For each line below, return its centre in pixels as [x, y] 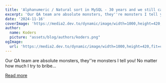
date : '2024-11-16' [25, 19]
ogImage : [14, 42]
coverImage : [17, 23]
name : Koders [23, 33]
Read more [16, 75]
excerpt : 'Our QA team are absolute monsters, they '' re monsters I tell [82, 14]
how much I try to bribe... [31, 66]
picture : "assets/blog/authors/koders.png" [55, 38]
